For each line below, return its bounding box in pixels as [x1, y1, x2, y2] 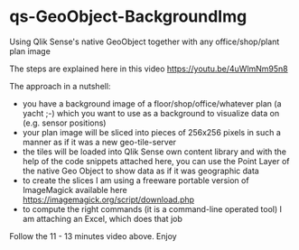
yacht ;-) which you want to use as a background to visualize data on [22, 107, 280, 118]
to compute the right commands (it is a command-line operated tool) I [22, 203, 283, 214]
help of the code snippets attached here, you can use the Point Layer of [22, 155, 291, 166]
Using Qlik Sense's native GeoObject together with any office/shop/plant [9, 36, 280, 47]
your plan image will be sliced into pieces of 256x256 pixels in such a [22, 126, 282, 137]
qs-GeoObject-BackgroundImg [9, 6, 248, 27]
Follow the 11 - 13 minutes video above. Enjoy [9, 230, 178, 241]
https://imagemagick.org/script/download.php [22, 194, 195, 205]
